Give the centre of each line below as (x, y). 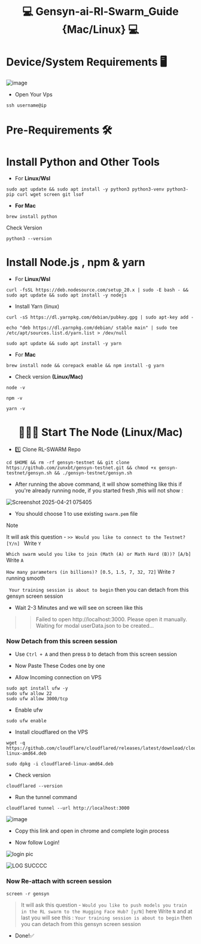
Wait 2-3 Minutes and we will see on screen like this (79, 608)
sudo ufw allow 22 (29, 694)
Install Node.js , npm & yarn (76, 263)
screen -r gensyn (28, 894)
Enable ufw (29, 710)
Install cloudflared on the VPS (51, 732)
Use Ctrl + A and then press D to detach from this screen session (96, 654)
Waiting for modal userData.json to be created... (95, 626)
